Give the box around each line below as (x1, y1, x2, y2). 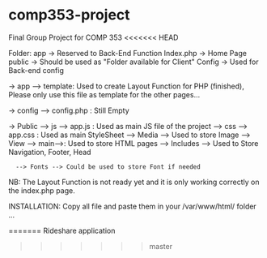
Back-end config (8, 65, 65, 75)
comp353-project (8, 6, 131, 24)
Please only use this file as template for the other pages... (8, 89, 201, 99)
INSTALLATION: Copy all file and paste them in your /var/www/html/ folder (8, 201, 256, 211)
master (149, 241, 172, 251)
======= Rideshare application (8, 226, 116, 235)
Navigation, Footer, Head (8, 147, 91, 157)
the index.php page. (8, 185, 75, 196)
